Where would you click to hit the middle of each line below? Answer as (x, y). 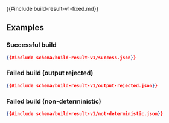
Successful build (31, 45)
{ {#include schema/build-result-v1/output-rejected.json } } (82, 85)
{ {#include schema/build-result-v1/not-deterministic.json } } (85, 114)
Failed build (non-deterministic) (54, 101)
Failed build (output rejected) (50, 73)
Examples (25, 28)
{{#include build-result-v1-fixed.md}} (53, 9)
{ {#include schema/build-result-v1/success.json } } (71, 58)
